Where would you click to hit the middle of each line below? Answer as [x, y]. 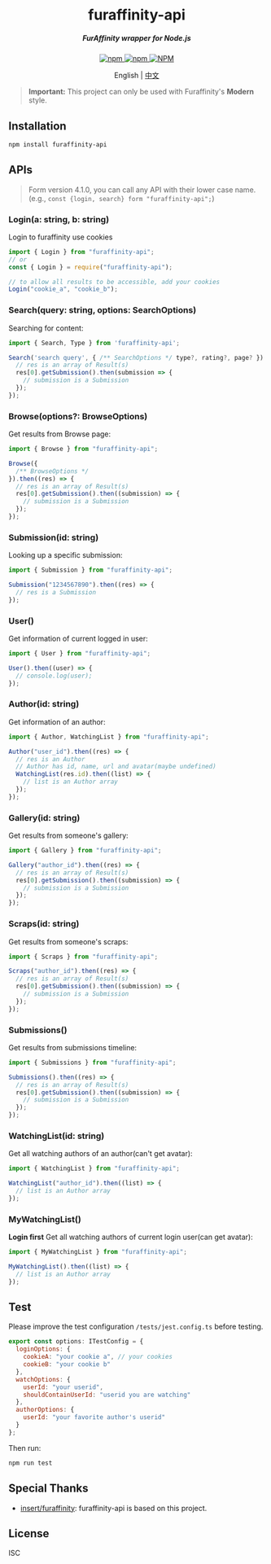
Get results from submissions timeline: [72, 1047]
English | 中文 [137, 76]
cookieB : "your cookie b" [67, 1365]
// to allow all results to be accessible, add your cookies [114, 282]
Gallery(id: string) [44, 817]
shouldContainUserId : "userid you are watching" [107, 1395]
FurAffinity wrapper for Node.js [137, 37]
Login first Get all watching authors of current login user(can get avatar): [131, 1237]
